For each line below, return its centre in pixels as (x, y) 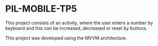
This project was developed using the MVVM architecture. (66, 38)
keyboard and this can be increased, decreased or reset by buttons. (76, 28)
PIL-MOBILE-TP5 (41, 9)
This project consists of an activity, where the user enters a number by (79, 23)
